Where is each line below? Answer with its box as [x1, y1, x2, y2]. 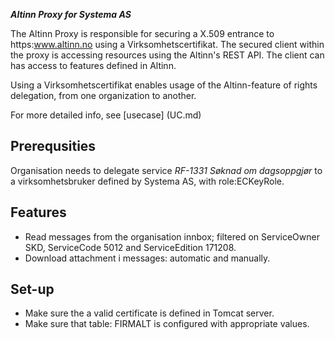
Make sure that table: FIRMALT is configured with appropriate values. [24, 318, 310, 330]
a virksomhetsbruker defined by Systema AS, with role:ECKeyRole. [10, 175, 285, 187]
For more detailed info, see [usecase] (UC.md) [10, 109, 202, 121]
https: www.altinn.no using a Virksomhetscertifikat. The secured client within [10, 39, 325, 50]
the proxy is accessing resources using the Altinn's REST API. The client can [10, 49, 325, 61]
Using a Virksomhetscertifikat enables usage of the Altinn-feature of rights [10, 79, 318, 91]
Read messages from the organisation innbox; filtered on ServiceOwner [24, 230, 320, 243]
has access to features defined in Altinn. [10, 60, 177, 71]
